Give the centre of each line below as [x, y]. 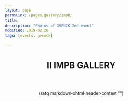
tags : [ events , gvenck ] [29, 36]
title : [12, 20]
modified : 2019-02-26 [27, 31]
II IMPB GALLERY [81, 65]
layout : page [18, 10]
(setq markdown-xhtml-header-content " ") [81, 93]
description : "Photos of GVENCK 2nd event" [50, 26]
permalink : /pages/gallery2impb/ [39, 15]
